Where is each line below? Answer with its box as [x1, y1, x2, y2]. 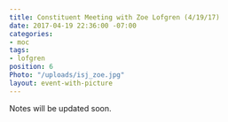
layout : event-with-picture [9, 79, 114, 88]
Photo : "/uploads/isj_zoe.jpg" [9, 71, 125, 80]
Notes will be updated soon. [9, 103, 112, 113]
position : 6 [9, 63, 53, 72]
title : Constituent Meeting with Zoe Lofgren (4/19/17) [9, 12, 220, 22]
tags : [9, 46, 29, 55]
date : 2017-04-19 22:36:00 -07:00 [9, 21, 138, 30]
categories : [9, 29, 53, 38]
